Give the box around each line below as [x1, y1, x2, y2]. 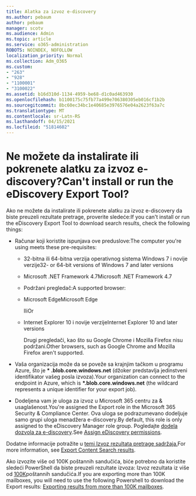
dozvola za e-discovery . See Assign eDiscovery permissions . [14, 429, 162, 436]
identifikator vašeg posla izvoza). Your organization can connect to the [14, 373, 185, 380]
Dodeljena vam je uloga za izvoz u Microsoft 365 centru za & [14, 397, 163, 404]
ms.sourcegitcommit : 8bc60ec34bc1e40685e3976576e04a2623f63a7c [6, 102, 165, 108]
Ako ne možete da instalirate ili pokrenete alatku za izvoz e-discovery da [6, 207, 182, 214]
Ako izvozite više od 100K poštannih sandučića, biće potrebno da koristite [6, 458, 186, 465]
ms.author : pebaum [6, 14, 51, 20]
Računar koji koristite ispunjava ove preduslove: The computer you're [14, 237, 182, 244]
